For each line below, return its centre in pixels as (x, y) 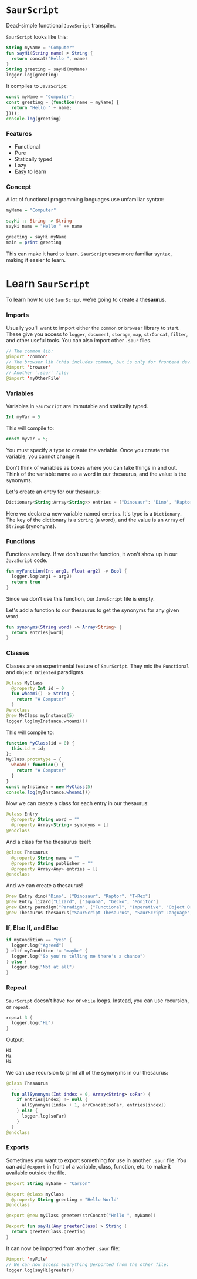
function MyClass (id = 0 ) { (40, 743)
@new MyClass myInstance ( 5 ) (40, 715)
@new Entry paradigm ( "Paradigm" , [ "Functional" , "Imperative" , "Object (95, 907)
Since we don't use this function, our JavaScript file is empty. (81, 598)
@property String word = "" (46, 820)
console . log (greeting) (34, 119)
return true (26, 582)
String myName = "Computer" (40, 48)
